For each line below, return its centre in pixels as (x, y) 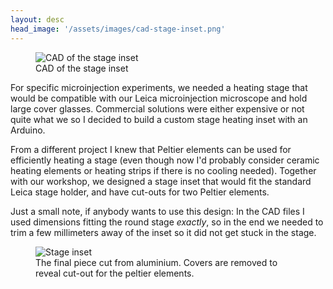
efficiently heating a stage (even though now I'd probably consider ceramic (165, 160)
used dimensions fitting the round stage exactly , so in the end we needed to (167, 222)
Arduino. (28, 130)
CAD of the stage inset (82, 68)
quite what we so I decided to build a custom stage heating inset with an (159, 119)
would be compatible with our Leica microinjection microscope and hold (159, 98)
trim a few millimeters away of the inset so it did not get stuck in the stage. (163, 232)
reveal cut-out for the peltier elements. (115, 273)
